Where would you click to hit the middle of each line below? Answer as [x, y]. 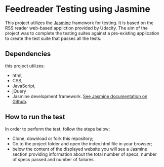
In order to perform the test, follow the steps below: [58, 129]
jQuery [19, 91]
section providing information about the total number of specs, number [84, 154]
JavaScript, [24, 86]
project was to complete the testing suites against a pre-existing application [82, 33]
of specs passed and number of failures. [54, 159]
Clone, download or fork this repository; [53, 138]
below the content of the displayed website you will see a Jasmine [80, 149]
